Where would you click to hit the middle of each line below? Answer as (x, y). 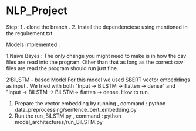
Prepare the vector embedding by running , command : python (90, 103)
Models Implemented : (33, 44)
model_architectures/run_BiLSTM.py (58, 122)
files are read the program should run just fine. (62, 68)
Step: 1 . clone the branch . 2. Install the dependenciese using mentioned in (97, 27)
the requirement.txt (29, 33)
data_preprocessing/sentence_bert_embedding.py (75, 109)
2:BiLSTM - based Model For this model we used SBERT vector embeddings (98, 80)
